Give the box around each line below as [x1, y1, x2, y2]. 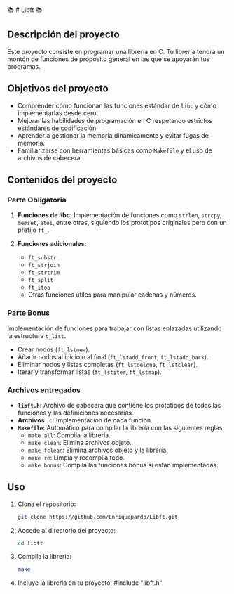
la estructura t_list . [7, 331, 67, 340]
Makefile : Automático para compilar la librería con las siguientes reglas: [17, 423, 225, 432]
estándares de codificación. [17, 124, 98, 132]
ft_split [27, 277, 54, 284]
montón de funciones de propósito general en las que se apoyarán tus [7, 55, 210, 63]
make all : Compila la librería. [27, 431, 111, 439]
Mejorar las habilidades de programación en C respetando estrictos [17, 116, 212, 124]
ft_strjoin [27, 262, 60, 269]
